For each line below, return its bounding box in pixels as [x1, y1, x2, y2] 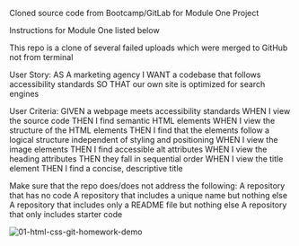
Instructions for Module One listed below [9, 25, 160, 35]
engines [9, 89, 40, 99]
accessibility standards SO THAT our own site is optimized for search [9, 79, 266, 89]
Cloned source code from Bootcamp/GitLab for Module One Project [9, 8, 259, 18]
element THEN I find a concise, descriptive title [9, 163, 183, 173]
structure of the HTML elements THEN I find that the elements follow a [9, 125, 270, 136]
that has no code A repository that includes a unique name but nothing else [9, 190, 288, 200]
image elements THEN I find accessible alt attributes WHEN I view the [9, 144, 268, 154]
